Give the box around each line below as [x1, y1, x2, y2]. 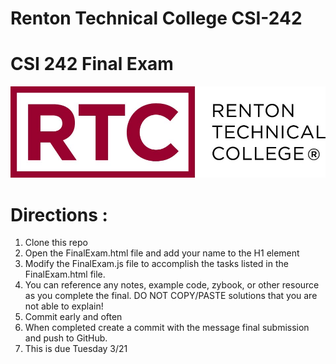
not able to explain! [24, 300, 104, 312]
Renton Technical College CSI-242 [10, 7, 303, 30]
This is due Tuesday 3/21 [24, 343, 128, 355]
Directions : [10, 203, 108, 226]
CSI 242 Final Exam [10, 53, 174, 76]
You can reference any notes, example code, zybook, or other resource [24, 279, 320, 291]
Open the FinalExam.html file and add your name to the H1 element [24, 247, 300, 259]
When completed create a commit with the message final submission [24, 322, 310, 334]
